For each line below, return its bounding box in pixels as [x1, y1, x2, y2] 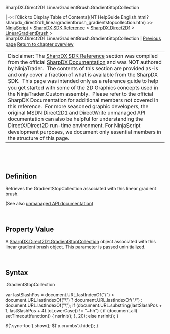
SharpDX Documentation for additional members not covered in [8, 97, 159, 103]
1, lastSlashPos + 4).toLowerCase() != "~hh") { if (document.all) [5, 308, 138, 314]
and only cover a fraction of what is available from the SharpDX [8, 71, 158, 78]
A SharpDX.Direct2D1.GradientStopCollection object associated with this [5, 238, 156, 244]
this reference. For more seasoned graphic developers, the [8, 103, 149, 110]
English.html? [120, 14, 149, 20]
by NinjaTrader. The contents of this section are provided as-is [8, 65, 158, 72]
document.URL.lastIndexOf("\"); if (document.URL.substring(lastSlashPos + [5, 302, 162, 308]
